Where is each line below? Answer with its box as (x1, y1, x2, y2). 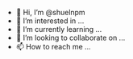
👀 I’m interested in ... (15, 16, 85, 26)
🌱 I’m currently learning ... (15, 25, 102, 33)
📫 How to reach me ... (15, 42, 91, 51)
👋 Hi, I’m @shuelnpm (15, 8, 86, 17)
